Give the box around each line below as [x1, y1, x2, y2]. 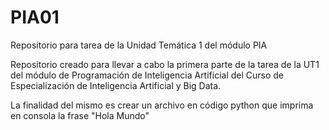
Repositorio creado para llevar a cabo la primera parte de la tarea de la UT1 [10, 58, 320, 70]
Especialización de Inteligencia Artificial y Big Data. [10, 79, 222, 91]
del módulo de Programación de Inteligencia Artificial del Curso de [10, 69, 285, 81]
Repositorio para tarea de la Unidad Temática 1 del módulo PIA [10, 39, 268, 51]
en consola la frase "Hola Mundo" [10, 109, 150, 121]
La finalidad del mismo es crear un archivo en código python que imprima [10, 99, 314, 111]
